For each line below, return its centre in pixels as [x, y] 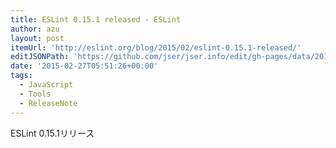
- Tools [35, 94]
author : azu [35, 29]
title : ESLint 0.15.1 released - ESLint [96, 19]
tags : [21, 76]
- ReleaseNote [48, 103]
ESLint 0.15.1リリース [52, 133]
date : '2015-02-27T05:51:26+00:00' [84, 66]
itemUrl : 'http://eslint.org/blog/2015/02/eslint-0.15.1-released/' [156, 47]
